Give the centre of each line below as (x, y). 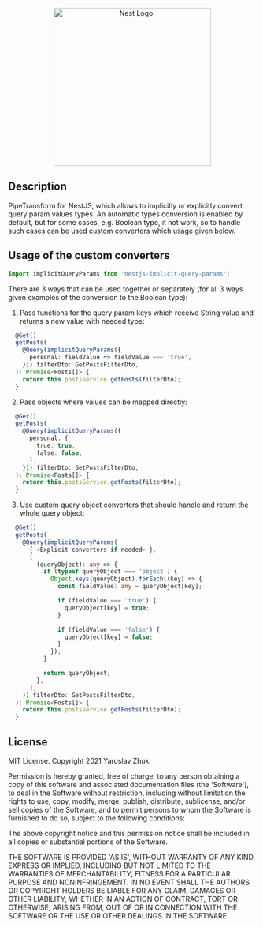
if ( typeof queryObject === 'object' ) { (110, 572)
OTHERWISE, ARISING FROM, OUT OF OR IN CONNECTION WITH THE (123, 907)
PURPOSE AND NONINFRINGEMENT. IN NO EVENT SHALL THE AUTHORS (129, 882)
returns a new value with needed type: (82, 321)
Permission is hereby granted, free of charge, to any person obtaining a (124, 776)
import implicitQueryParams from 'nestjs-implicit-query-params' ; (119, 274)
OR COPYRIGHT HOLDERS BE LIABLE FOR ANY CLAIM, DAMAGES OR (122, 890)
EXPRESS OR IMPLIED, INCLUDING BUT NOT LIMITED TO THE (109, 865)
